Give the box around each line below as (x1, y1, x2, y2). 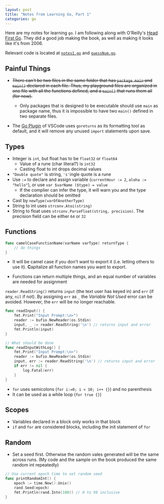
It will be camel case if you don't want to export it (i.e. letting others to (12, 259, 155, 265)
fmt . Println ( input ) (14, 327, 54, 332)
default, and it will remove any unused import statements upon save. (12, 128, 151, 134)
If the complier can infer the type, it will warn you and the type (19, 187, 146, 193)
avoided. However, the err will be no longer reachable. (5, 299, 116, 305)
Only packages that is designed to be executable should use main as (19, 103, 159, 109)
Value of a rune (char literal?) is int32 (19, 161, 96, 167)
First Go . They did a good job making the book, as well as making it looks (5, 35, 154, 41)
